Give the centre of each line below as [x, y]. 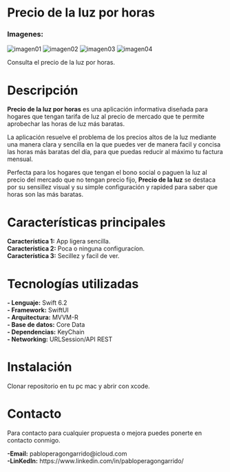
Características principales [86, 222]
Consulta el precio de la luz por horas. [61, 63]
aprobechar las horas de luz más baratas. [66, 124]
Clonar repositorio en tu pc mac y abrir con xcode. [79, 386]
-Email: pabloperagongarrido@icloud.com [67, 454]
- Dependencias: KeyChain [46, 332]
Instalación [40, 367]
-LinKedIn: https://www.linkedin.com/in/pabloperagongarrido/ [95, 461]
